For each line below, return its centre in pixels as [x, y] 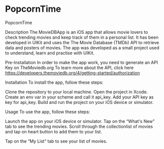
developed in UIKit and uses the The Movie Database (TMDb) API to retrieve [82, 42]
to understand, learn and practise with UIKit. [50, 53]
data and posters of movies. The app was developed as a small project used [82, 48]
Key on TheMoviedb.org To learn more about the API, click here [69, 68]
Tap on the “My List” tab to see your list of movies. [56, 141]
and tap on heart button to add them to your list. [54, 131]
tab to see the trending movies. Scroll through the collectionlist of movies [79, 126]
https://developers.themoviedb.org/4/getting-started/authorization [72, 73]
